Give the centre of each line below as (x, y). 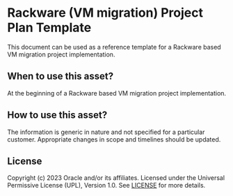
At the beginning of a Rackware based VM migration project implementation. (117, 93)
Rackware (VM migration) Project (105, 13)
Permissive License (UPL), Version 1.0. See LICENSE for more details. (106, 186)
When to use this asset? (60, 76)
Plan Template (49, 28)
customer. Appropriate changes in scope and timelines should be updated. (114, 139)
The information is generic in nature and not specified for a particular (106, 132)
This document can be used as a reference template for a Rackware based (114, 47)
